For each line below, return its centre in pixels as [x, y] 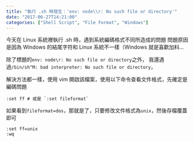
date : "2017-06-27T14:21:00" [42, 17]
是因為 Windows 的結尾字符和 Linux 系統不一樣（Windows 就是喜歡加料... [95, 47]
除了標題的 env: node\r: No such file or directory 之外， [77, 60]
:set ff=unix [22, 129]
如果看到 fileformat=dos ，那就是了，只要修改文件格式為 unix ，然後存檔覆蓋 [97, 111]
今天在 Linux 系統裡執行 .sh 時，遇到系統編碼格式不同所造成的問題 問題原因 [97, 40]
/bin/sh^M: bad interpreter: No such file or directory [81, 67]
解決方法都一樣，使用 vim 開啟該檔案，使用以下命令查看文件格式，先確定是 [97, 79]
